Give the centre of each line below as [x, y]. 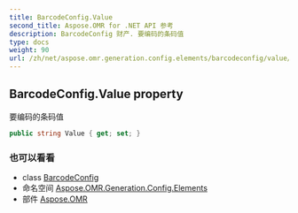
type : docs [29, 42]
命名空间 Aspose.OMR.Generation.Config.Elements [115, 187]
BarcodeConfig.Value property [96, 94]
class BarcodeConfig [60, 177]
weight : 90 [29, 50]
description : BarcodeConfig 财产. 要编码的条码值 [97, 34]
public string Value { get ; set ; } [75, 133]
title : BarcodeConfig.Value [61, 17]
